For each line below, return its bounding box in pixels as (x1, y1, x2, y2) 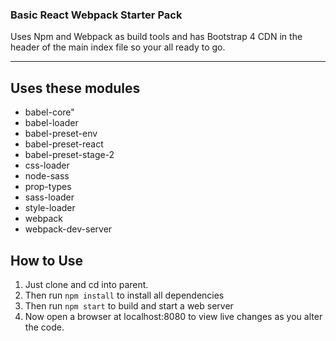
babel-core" (24, 106, 75, 118)
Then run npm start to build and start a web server (24, 299, 234, 312)
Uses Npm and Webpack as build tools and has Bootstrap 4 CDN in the (10, 31, 303, 43)
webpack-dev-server (24, 223, 113, 235)
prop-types (24, 181, 72, 193)
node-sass (24, 170, 70, 182)
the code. (24, 321, 65, 333)
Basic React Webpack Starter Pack (10, 8, 183, 22)
